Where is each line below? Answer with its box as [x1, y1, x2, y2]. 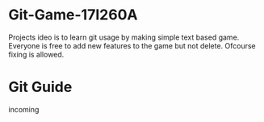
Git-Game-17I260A [8, 6, 138, 24]
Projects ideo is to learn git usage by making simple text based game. [8, 32, 240, 42]
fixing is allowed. [8, 49, 65, 59]
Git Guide [8, 78, 73, 96]
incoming [8, 104, 40, 114]
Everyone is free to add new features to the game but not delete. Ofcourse [8, 40, 256, 50]
